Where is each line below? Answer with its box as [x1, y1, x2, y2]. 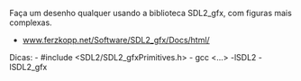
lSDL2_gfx [9, 62, 48, 72]
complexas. [9, 17, 52, 28]
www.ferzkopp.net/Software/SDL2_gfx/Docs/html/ [22, 35, 210, 45]
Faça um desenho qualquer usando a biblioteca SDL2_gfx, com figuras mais [9, 8, 293, 18]
